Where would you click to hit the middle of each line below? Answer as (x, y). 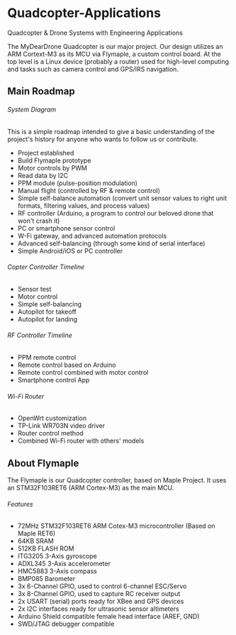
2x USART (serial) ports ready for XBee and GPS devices (101, 602)
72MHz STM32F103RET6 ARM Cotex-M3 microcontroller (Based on (116, 526)
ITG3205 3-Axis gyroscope (57, 556)
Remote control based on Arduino (67, 365)
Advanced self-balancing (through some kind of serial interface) (111, 243)
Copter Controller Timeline (46, 267)
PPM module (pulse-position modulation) (78, 183)
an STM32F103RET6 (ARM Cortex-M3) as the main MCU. (91, 487)
